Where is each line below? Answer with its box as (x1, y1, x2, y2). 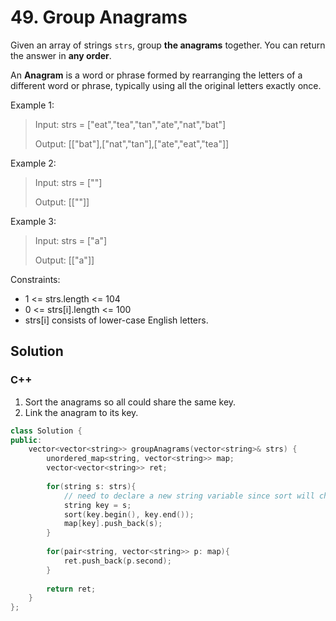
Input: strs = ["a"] (34, 234, 108, 246)
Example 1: (10, 99, 55, 111)
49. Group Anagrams (10, 6, 188, 29)
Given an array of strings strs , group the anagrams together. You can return (10, 39, 326, 51)
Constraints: (10, 273, 61, 285)
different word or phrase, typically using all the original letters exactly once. (10, 79, 322, 91)
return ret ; (46, 584, 97, 594)
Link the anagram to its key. (24, 406, 139, 418)
